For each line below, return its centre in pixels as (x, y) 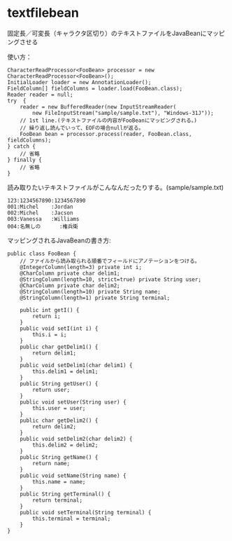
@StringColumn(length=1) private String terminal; (95, 298)
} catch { (22, 146)
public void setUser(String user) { (73, 402)
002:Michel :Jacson (40, 213)
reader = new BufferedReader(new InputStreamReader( (98, 107)
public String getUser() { (59, 383)
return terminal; (57, 500)
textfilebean (43, 13)
